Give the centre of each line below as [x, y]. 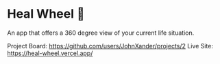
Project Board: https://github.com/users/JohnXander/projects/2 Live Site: [110, 46]
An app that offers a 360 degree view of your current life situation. [101, 33]
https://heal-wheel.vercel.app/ [50, 53]
